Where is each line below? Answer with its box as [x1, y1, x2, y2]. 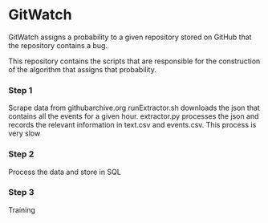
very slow [8, 128, 41, 138]
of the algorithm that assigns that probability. [8, 64, 156, 74]
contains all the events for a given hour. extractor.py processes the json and [8, 111, 259, 121]
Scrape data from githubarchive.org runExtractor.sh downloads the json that [8, 103, 261, 113]
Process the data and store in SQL [8, 167, 122, 176]
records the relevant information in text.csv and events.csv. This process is [8, 120, 257, 130]
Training [8, 205, 36, 214]
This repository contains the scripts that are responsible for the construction [8, 56, 261, 66]
